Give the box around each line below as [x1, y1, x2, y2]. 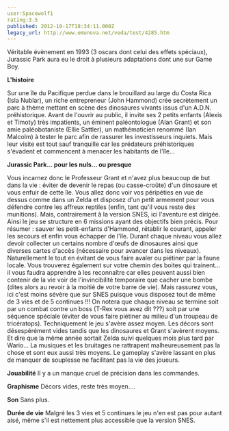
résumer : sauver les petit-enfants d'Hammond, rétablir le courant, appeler [7, 225, 217, 233]
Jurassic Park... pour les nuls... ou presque [7, 160, 132, 169]
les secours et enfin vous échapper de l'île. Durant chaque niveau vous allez [7, 232, 222, 241]
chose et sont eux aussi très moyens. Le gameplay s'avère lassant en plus [7, 349, 216, 357]
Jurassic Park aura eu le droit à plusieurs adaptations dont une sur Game [7, 56, 213, 64]
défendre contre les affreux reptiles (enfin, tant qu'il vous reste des [7, 203, 196, 211]
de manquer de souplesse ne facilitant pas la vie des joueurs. [7, 356, 180, 364]
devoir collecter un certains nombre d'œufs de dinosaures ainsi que [7, 239, 198, 247]
